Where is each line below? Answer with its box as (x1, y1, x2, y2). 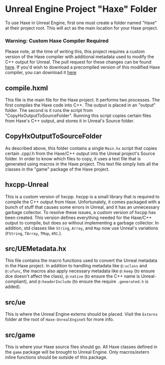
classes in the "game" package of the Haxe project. (5, 166, 110, 172)
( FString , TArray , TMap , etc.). (5, 230, 63, 236)
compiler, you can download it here (5, 70, 77, 75)
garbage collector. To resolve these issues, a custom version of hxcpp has (5, 209, 156, 215)
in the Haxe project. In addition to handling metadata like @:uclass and (5, 263, 147, 269)
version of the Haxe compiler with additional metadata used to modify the (5, 54, 154, 60)
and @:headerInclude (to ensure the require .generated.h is (29, 279, 149, 285)
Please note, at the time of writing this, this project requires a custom (5, 48, 145, 55)
